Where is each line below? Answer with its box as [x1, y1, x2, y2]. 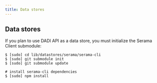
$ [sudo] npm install [5, 74, 49, 79]
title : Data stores [5, 7, 45, 12]
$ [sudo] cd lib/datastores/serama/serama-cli [5, 52, 101, 57]
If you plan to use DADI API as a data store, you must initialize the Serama [5, 38, 152, 44]
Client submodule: [5, 43, 42, 49]
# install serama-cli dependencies [5, 69, 77, 74]
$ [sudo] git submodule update [5, 61, 69, 66]
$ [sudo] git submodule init [5, 57, 64, 62]
